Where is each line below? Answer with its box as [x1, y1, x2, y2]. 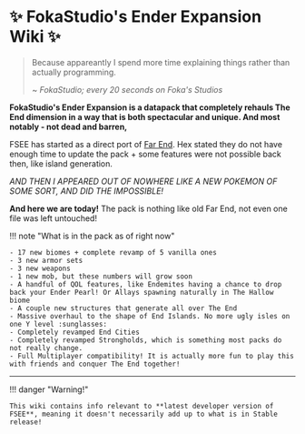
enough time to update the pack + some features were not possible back [9, 148, 281, 159]
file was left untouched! [9, 212, 98, 224]
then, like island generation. [9, 157, 113, 169]
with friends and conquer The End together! [9, 359, 181, 368]
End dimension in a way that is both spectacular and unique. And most [9, 111, 280, 122]
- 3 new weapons [9, 264, 71, 273]
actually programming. [31, 66, 116, 77]
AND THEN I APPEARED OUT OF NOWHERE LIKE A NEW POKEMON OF [9, 176, 278, 187]
